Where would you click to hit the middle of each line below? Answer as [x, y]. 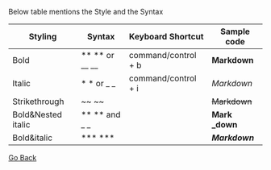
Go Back [23, 158]
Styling [43, 37]
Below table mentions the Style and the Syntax [86, 12]
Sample [235, 31]
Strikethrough [38, 102]
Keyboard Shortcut [166, 37]
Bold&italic [33, 138]
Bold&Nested [38, 114]
